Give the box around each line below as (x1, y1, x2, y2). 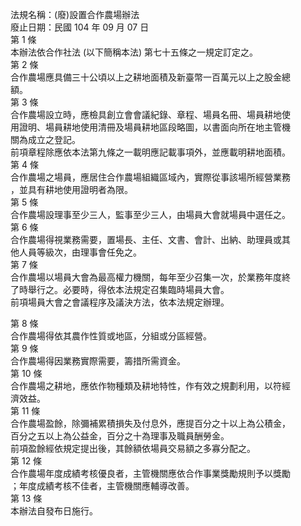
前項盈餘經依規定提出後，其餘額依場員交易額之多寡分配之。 (10, 443, 256, 454)
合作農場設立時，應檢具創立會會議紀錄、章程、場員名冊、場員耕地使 (10, 109, 291, 120)
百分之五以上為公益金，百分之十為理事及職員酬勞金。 (10, 430, 230, 442)
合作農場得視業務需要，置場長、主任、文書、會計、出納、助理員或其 (10, 234, 291, 245)
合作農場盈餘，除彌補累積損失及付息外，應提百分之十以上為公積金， (10, 418, 291, 429)
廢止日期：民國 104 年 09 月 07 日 (10, 21, 150, 33)
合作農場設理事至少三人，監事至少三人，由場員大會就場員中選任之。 (10, 209, 291, 220)
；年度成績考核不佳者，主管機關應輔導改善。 (10, 480, 195, 492)
